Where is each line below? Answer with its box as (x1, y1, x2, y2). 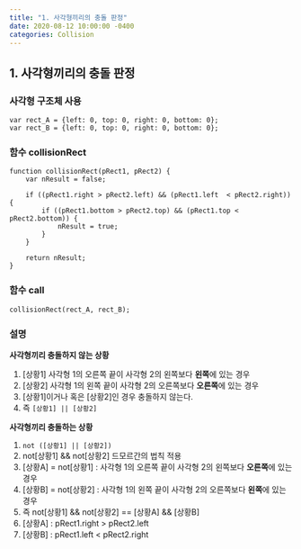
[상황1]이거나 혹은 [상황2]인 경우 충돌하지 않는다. (22, 391, 193, 401)
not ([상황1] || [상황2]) (22, 441, 112, 450)
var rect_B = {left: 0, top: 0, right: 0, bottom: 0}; (9, 123, 219, 133)
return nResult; (25, 254, 87, 263)
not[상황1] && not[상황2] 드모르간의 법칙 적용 (22, 450, 182, 461)
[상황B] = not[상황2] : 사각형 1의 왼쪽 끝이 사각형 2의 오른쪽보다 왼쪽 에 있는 (22, 483, 287, 495)
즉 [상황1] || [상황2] (22, 402, 97, 413)
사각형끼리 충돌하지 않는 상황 (9, 349, 110, 360)
